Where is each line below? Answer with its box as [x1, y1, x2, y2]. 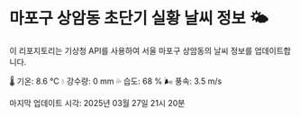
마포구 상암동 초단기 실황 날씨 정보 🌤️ [9, 8, 268, 29]
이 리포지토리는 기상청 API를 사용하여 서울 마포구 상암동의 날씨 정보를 [9, 45, 253, 56]
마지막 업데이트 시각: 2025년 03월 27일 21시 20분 [9, 97, 186, 108]
